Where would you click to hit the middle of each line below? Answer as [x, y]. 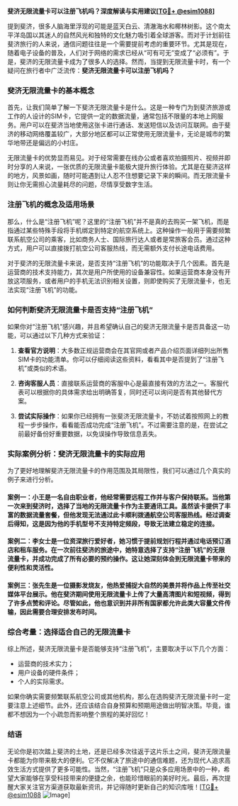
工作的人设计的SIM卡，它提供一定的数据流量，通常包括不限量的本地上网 [112, 116]
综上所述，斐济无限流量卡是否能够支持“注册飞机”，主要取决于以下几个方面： [119, 649]
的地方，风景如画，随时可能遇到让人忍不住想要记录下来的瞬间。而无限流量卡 [119, 176]
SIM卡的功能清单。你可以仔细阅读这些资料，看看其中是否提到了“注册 [118, 359]
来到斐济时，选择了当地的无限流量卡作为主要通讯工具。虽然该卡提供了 [122, 505]
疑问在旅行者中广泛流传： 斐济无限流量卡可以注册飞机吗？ [91, 71]
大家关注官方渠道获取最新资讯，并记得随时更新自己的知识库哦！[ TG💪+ [116, 787]
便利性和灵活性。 [32, 568]
